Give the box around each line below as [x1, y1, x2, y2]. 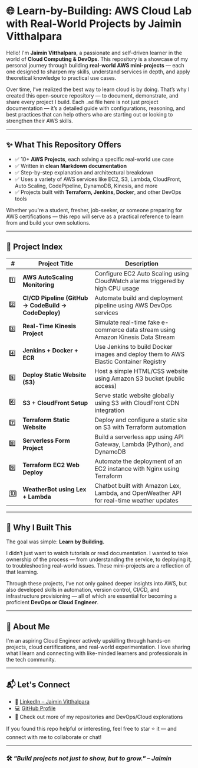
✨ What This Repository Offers [6, 140, 122, 150]
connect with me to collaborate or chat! [6, 734, 102, 740]
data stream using [126, 325, 176, 333]
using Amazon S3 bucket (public [94, 374, 185, 383]
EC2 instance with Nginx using [94, 464, 180, 472]
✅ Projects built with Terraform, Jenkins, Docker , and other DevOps [14, 188, 181, 196]
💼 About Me [6, 621, 50, 631]
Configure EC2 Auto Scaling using [94, 269, 189, 277]
